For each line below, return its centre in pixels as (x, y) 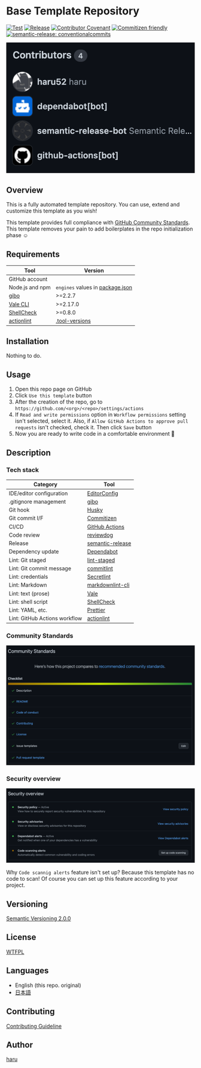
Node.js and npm (30, 288)
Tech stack (22, 469)
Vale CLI (19, 304)
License (21, 937)
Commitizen (102, 518)
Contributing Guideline (34, 1026)
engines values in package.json (94, 288)
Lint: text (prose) (29, 593)
